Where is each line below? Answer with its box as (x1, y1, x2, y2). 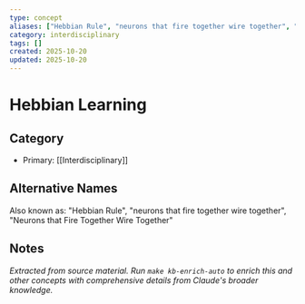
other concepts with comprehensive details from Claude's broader (9, 274, 259, 286)
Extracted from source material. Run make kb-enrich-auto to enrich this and (9, 265, 293, 276)
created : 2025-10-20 (9, 47, 88, 56)
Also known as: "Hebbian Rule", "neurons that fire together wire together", (9, 205, 287, 216)
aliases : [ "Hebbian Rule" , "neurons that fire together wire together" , (9, 22, 290, 31)
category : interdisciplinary (9, 30, 120, 39)
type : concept (9, 13, 64, 23)
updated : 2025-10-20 (9, 55, 88, 64)
